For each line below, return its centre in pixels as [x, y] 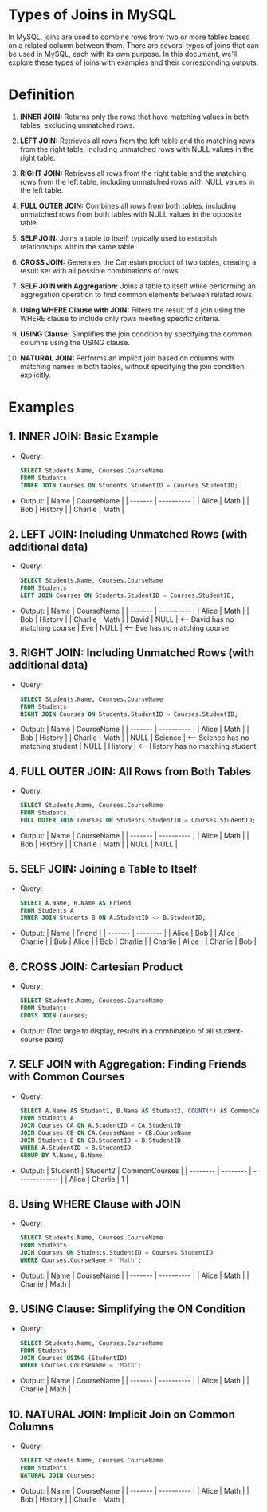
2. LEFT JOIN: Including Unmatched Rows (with [128, 534]
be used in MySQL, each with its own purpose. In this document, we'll [123, 54]
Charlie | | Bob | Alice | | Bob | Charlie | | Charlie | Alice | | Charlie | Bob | [138, 941]
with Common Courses [67, 1077]
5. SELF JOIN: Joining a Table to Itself [103, 869]
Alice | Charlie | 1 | [99, 1179]
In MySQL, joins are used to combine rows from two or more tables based [130, 37]
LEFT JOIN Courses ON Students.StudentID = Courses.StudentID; [127, 596]
